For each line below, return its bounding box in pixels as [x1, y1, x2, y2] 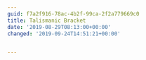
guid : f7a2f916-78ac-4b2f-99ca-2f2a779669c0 [7, 10, 140, 18]
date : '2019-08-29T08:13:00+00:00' [7, 23, 112, 30]
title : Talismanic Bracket [7, 17, 86, 24]
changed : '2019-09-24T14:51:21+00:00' [7, 30, 121, 37]
